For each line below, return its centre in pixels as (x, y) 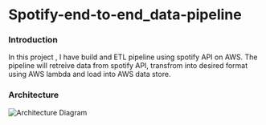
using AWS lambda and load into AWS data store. (90, 75)
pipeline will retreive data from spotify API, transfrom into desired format (128, 66)
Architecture (34, 95)
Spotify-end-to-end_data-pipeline (125, 15)
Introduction (33, 40)
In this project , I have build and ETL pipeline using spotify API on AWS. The (133, 57)
